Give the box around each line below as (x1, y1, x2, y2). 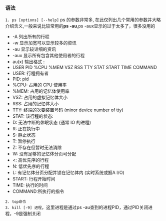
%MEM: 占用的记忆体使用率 (12, 88, 70, 94)
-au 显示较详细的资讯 (12, 46, 56, 52)
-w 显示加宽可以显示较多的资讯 (12, 40, 76, 46)
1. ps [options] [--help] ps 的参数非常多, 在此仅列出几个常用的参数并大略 (5, 17, 161, 23)
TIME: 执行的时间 (12, 182, 48, 188)
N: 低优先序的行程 (12, 163, 49, 169)
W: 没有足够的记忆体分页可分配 (12, 151, 76, 157)
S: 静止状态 (12, 132, 36, 138)
